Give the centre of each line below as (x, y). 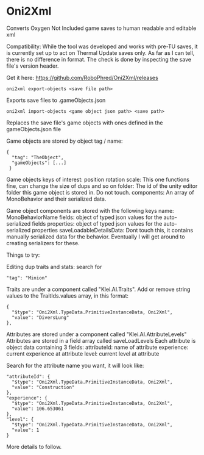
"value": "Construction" (43, 387)
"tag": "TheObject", (38, 157)
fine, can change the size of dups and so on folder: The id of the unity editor (102, 186)
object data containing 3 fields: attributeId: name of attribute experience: (97, 347)
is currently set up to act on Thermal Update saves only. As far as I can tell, (100, 52)
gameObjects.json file (34, 129)
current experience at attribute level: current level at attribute (83, 353)
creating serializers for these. (43, 243)
